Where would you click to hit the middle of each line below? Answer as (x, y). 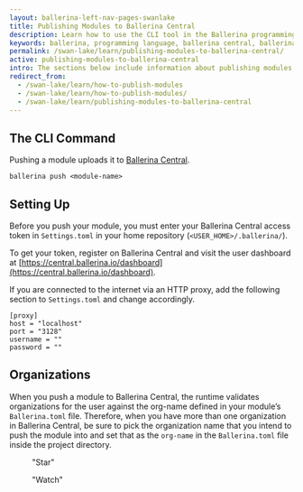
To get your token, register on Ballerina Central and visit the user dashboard (150, 253)
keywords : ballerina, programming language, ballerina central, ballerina (153, 43)
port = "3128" (36, 331)
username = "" (36, 339)
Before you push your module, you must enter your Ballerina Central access (150, 226)
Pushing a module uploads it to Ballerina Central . (100, 160)
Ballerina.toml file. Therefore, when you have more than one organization (148, 415)
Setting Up (40, 204)
